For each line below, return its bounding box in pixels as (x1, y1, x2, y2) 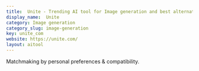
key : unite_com (6, 31, 44, 37)
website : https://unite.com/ (6, 36, 78, 42)
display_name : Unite (6, 14, 60, 20)
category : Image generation (6, 20, 76, 25)
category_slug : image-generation (6, 25, 89, 31)
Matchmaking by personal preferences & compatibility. (6, 57, 140, 65)
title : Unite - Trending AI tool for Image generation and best (6, 8, 171, 15)
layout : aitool (6, 42, 44, 48)
